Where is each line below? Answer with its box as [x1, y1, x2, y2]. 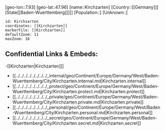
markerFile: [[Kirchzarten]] [5, 28, 65, 33]
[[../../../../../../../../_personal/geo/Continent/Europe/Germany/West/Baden [12, 104, 161, 110]
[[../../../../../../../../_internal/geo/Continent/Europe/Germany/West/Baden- [12, 72, 160, 78]
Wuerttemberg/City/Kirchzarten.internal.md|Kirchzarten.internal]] [12, 78, 146, 84]
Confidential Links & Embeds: [5, 50, 98, 59]
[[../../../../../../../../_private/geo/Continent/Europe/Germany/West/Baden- [12, 94, 159, 100]
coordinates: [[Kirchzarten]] [5, 23, 68, 28]
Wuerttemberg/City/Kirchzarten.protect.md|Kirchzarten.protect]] [12, 88, 145, 94]
